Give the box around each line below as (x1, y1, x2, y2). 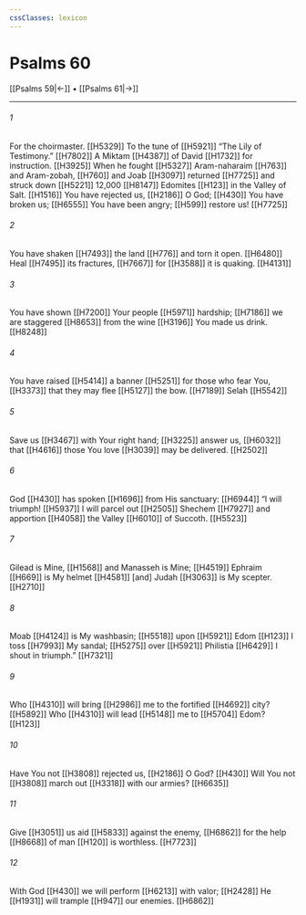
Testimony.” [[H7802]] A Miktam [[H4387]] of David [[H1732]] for (9, 150, 253, 161)
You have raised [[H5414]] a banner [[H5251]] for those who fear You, (9, 375, 271, 386)
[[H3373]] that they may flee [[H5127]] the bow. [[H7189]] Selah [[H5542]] (9, 385, 288, 396)
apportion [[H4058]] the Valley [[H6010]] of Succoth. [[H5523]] (9, 512, 248, 523)
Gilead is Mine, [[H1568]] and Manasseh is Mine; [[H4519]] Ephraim (9, 562, 262, 573)
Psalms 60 (9, 52, 91, 73)
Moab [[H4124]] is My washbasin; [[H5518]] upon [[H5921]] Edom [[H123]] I (9, 631, 294, 642)
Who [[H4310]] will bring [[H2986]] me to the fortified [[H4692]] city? (9, 699, 270, 710)
